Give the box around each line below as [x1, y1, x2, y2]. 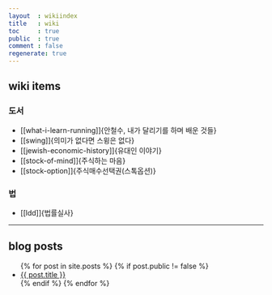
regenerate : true [8, 49, 67, 58]
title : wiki [8, 19, 60, 28]
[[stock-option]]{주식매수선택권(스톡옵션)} [19, 165, 156, 175]
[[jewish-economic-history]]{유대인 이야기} [19, 145, 162, 155]
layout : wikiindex [8, 11, 79, 20]
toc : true [8, 27, 60, 35]
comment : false [8, 42, 63, 50]
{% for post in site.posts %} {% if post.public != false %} [19, 261, 209, 271]
